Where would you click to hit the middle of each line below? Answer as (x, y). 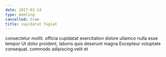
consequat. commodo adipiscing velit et (47, 49)
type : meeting (20, 15)
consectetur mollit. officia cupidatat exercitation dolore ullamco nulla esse (82, 38)
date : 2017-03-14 (23, 10)
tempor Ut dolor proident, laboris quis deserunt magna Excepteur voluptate (83, 44)
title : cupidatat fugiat (31, 24)
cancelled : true (22, 19)
